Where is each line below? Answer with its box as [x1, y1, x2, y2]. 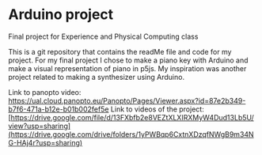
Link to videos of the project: [110, 104, 204, 114]
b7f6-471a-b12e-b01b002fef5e [8, 104, 109, 114]
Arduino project [8, 6, 114, 24]
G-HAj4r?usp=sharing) [8, 138, 83, 147]
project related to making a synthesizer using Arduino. [8, 72, 184, 81]
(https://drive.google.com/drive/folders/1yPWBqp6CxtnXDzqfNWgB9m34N [8, 129, 255, 139]
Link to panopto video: [8, 87, 82, 96]
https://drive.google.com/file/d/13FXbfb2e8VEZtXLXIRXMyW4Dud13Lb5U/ [10, 112, 255, 122]
